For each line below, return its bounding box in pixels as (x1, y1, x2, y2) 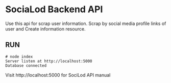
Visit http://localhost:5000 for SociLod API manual (5, 72, 111, 78)
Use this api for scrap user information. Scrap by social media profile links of (5, 20, 166, 26)
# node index (5, 54, 33, 59)
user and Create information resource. (5, 25, 86, 32)
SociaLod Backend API (5, 4, 103, 15)
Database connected (5, 63, 47, 68)
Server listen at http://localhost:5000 (5, 59, 93, 64)
